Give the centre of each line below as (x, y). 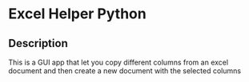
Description (38, 43)
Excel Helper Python (77, 14)
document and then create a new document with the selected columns (125, 71)
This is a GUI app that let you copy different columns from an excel (118, 62)
